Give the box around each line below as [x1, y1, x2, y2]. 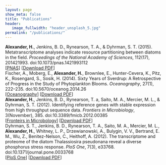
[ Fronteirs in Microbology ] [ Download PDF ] [5, 117, 93, 123]
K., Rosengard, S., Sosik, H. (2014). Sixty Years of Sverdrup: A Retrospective [5, 75, 161, 81]
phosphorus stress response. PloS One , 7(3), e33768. [5, 144, 115, 150]
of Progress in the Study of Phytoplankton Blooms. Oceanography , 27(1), [5, 81, 154, 87]
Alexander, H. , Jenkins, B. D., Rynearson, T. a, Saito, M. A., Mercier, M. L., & [5, 97, 160, 102]
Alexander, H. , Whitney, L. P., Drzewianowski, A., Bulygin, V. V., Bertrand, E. [5, 128, 160, 134]
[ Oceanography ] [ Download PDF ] [5, 91, 73, 97]
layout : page [5, 7, 32, 12]
